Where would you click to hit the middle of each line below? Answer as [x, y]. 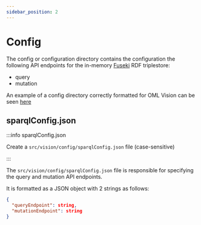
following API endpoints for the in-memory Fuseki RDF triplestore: [88, 65]
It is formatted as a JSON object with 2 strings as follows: [78, 189]
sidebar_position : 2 [32, 12]
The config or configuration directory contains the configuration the [91, 59]
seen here [19, 101]
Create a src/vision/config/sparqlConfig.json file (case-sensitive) [91, 147]
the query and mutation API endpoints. [54, 177]
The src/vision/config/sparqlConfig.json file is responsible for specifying [100, 170]
